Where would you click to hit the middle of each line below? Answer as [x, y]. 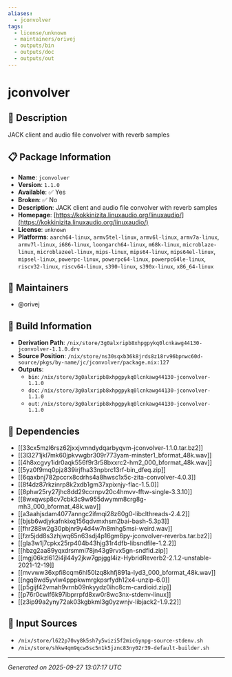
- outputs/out [34, 59]
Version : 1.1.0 [39, 184]
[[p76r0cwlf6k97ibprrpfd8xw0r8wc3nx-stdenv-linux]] [94, 595]
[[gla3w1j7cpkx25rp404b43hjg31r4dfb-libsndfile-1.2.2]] [97, 543]
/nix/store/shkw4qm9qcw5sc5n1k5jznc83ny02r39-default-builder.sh [113, 648]
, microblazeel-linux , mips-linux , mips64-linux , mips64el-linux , [125, 251]
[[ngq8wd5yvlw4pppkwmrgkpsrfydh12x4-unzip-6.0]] [94, 580]
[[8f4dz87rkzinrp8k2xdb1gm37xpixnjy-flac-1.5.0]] [88, 484]
